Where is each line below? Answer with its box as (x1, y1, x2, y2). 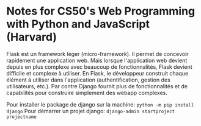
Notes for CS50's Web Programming (6, 4, 196, 18)
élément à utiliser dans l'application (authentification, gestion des (6, 76, 171, 83)
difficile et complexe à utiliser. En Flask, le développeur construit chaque (6, 69, 189, 77)
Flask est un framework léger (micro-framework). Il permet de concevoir (6, 50, 189, 57)
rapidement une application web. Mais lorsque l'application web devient (6, 57, 188, 64)
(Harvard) (6, 30, 57, 44)
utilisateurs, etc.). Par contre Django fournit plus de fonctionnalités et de (6, 82, 188, 89)
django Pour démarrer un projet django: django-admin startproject (6, 107, 175, 114)
